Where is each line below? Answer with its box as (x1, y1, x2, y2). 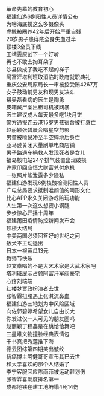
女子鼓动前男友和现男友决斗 (6, 88, 75, 96)
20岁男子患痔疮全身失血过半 (6, 36, 76, 42)
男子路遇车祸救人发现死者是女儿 (6, 149, 85, 156)
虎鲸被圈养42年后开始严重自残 (6, 28, 82, 35)
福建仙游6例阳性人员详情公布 (6, 13, 78, 20)
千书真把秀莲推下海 (6, 338, 54, 345)
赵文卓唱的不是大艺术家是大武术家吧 (6, 262, 96, 269)
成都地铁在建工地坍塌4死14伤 (6, 383, 79, 390)
